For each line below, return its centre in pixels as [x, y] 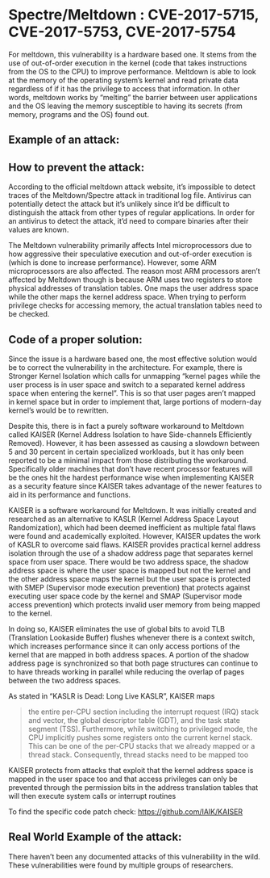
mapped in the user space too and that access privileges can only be [123, 779]
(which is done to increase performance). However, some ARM [113, 263]
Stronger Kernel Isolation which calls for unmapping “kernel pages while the [134, 376]
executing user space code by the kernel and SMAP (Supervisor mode [125, 596]
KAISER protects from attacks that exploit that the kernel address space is [131, 770]
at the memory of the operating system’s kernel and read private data [124, 80]
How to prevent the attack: [77, 167]
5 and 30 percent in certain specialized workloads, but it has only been [126, 452]
